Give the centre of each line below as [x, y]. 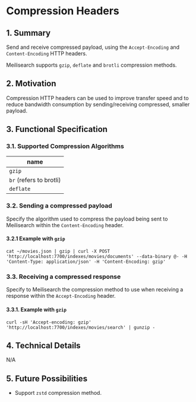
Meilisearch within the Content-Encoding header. [65, 225]
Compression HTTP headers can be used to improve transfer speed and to [97, 98]
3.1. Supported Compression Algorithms [65, 146]
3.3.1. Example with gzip [37, 309]
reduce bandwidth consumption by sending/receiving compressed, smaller [98, 104]
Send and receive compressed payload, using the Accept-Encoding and [93, 47]
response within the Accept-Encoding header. [61, 296]
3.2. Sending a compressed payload [59, 206]
